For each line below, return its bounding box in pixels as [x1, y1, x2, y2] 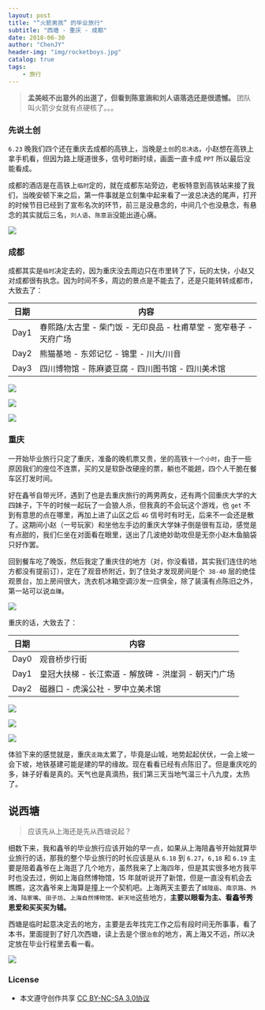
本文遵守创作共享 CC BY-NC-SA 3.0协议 [19, 993, 150, 1003]
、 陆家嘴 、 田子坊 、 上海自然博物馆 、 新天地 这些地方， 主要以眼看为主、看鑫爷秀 [13, 893, 254, 903]
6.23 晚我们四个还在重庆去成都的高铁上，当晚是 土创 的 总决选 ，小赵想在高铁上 [8, 144, 255, 153]
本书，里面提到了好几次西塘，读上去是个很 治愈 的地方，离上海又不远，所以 [8, 929, 248, 939]
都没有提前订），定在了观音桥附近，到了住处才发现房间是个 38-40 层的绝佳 [14, 566, 256, 576]
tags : [8, 63, 26, 71]
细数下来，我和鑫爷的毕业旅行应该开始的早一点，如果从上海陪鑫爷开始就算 [8, 843, 250, 853]
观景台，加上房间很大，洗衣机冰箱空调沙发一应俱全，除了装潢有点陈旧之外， [8, 576, 257, 585]
